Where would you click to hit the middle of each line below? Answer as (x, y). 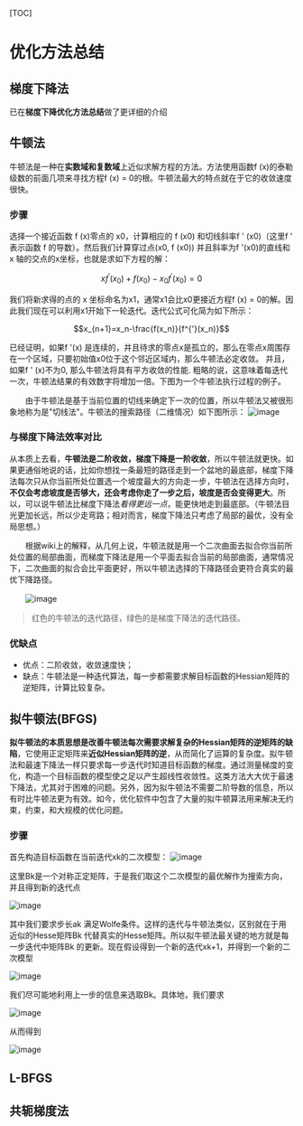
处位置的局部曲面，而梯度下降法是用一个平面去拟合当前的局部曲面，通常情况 (151, 557)
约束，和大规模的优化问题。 (76, 810)
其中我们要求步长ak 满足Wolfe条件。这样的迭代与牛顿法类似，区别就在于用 (148, 924)
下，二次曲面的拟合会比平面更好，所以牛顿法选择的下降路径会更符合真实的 (147, 568)
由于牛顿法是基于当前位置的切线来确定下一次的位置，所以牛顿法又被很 (155, 400)
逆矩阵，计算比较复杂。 (66, 688)
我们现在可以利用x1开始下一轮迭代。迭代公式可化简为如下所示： (135, 310)
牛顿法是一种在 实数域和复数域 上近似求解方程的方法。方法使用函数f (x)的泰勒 (151, 166)
